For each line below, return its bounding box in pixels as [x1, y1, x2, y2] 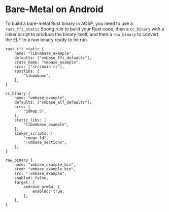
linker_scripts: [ [14, 131, 53, 136]
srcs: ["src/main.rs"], [14, 64, 65, 69]
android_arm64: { [23, 184, 60, 189]
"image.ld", [23, 135, 49, 140]
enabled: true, [32, 189, 65, 194]
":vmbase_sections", [23, 140, 67, 145]
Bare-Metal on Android [5, 4, 104, 15]
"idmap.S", [23, 108, 47, 114]
